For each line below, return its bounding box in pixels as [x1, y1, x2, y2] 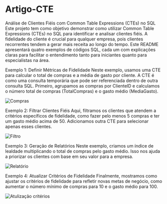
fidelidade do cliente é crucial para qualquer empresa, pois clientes [5, 36, 144, 42]
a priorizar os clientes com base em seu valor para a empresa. [5, 153, 134, 159]
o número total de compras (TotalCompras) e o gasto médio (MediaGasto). [5, 88, 159, 94]
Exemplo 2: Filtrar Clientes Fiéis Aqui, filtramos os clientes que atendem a [5, 107, 157, 113]
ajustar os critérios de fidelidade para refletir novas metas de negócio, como [5, 178, 163, 184]
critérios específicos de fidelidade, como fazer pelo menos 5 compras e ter [5, 112, 160, 118]
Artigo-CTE [5, 3, 54, 15]
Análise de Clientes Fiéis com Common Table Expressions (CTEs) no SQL [5, 20, 156, 26]
